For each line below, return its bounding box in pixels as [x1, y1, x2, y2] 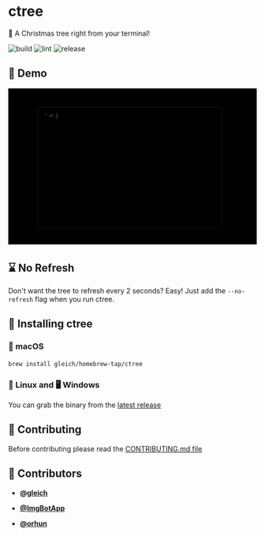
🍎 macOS [8, 341, 44, 352]
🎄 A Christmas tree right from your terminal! [8, 28, 151, 38]
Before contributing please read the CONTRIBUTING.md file [8, 444, 203, 453]
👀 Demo [8, 66, 47, 81]
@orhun [19, 519, 47, 528]
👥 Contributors [8, 467, 83, 481]
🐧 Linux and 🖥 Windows [8, 379, 100, 390]
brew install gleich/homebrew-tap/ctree [8, 360, 144, 368]
